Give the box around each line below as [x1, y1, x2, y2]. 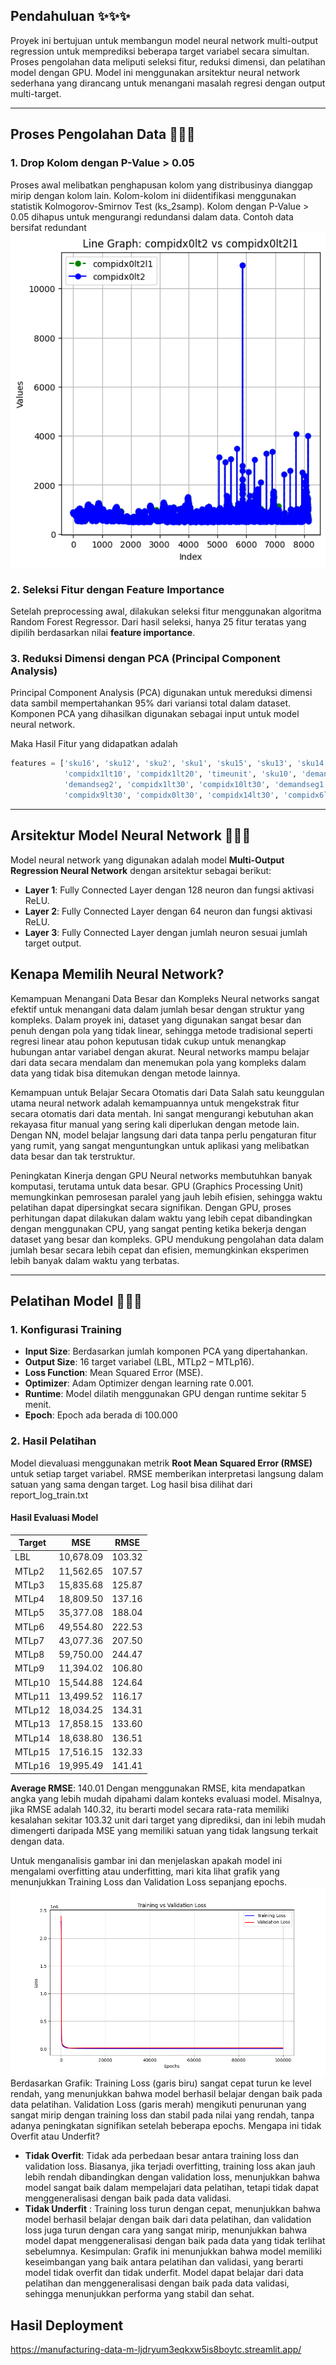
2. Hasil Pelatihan [10, 1434, 97, 1448]
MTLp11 [14, 1690, 51, 1702]
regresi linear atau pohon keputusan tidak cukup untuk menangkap [10, 1035, 287, 1047]
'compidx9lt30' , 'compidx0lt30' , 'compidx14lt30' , [63, 790, 280, 801]
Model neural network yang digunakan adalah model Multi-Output [10, 854, 285, 866]
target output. [24, 937, 82, 949]
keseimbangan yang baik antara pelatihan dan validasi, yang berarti [24, 2256, 304, 2268]
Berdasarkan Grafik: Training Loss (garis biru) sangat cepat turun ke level [10, 2077, 312, 2089]
